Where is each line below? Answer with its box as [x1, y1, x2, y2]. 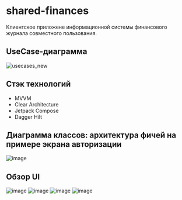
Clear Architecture [14, 101, 59, 108]
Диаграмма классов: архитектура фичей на [6, 130, 177, 140]
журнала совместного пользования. [6, 29, 97, 36]
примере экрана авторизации [6, 139, 122, 149]
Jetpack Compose [14, 107, 60, 114]
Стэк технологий [6, 79, 71, 89]
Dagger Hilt [14, 113, 43, 120]
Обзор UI [6, 171, 40, 182]
